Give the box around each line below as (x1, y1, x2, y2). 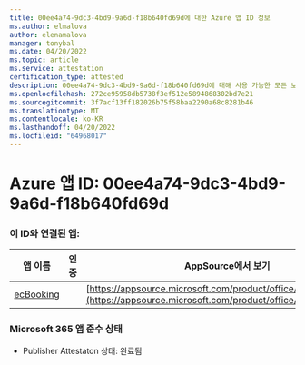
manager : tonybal (9, 38, 75, 48)
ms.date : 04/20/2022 (9, 47, 88, 56)
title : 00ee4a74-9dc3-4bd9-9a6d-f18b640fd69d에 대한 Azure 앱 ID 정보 (9, 13, 271, 23)
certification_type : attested (9, 73, 124, 82)
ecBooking (14, 288, 61, 301)
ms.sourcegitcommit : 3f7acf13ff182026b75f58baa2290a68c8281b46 (9, 97, 254, 107)
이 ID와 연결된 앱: (9, 227, 80, 240)
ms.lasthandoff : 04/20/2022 (9, 123, 116, 133)
